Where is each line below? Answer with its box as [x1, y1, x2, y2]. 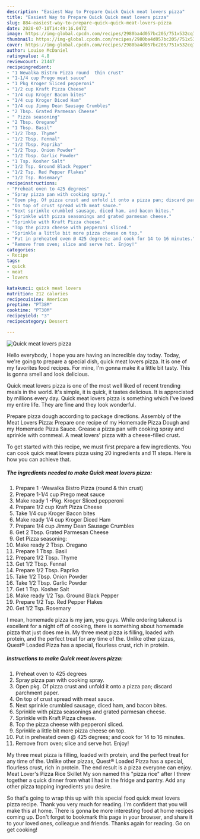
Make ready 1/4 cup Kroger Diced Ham [15, 516, 111, 523]
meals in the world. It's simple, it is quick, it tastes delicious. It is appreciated [7, 388, 193, 395]
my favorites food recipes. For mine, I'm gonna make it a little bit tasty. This [7, 364, 191, 371]
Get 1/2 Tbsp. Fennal [15, 560, 66, 567]
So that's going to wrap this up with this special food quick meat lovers [7, 794, 180, 801]
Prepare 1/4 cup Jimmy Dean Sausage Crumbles [15, 522, 134, 529]
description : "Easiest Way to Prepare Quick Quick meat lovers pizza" [7, 8, 185, 15]
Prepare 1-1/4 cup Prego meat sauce [15, 491, 105, 498]
